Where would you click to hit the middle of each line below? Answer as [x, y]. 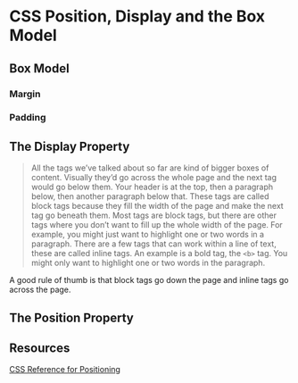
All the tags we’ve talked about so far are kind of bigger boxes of [150, 168]
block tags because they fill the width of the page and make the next [157, 206]
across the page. [40, 290]
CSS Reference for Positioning [65, 370]
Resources [40, 349]
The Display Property [70, 146]
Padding [28, 118]
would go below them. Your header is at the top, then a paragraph [152, 187]
